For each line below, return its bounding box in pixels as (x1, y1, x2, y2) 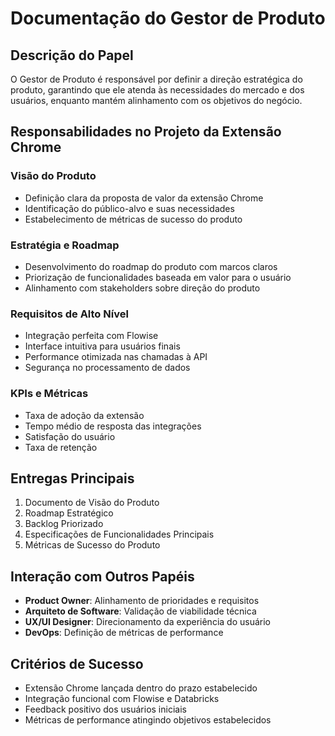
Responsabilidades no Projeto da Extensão (10, 123, 282, 141)
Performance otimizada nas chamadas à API (24, 351, 208, 363)
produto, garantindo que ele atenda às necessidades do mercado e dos (10, 84, 305, 96)
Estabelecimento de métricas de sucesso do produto (24, 213, 243, 225)
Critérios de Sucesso (10, 655, 144, 672)
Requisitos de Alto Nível (10, 307, 129, 321)
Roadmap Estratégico (24, 507, 114, 519)
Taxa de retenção (24, 441, 98, 453)
